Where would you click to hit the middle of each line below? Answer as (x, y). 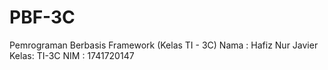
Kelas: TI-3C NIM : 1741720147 (72, 55)
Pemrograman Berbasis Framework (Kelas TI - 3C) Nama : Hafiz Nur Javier (164, 45)
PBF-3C (42, 17)
